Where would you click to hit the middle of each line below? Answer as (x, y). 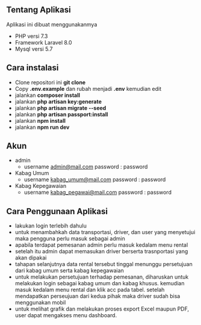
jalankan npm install (40, 120)
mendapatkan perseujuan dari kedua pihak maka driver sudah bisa (97, 296)
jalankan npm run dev (42, 127)
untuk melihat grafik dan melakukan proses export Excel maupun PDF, (102, 309)
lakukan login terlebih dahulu (51, 226)
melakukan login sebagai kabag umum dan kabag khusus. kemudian (100, 283)
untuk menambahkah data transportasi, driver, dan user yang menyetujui (105, 232)
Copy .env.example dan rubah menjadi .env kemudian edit (88, 88)
